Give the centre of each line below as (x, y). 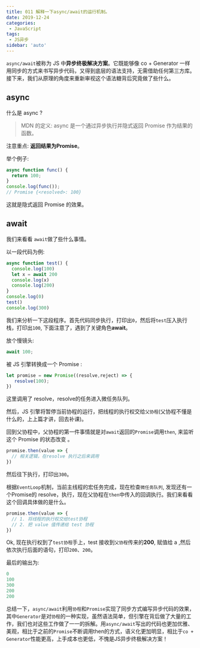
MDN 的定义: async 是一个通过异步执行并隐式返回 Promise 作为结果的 (107, 125)
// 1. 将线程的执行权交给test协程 (50, 519)
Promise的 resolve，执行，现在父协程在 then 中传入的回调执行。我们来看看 (102, 494)
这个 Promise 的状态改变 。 (40, 439)
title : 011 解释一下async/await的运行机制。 (58, 12)
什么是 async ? (25, 112)
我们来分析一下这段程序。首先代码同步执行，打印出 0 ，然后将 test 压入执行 (97, 320)
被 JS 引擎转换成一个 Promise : (44, 364)
